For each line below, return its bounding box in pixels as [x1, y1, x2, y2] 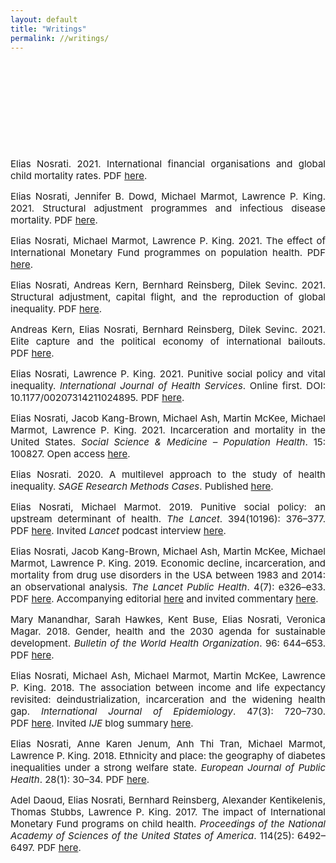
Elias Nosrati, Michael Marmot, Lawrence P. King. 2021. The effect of [10, 234, 326, 248]
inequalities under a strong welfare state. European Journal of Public [10, 761, 326, 775]
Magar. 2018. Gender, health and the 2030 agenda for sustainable [10, 625, 326, 638]
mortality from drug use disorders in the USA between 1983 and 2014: [10, 569, 326, 582]
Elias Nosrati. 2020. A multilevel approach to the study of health [10, 468, 326, 481]
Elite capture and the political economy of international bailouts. [10, 335, 326, 348]
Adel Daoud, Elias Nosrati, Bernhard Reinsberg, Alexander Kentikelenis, [10, 794, 326, 807]
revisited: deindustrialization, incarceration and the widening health [10, 693, 326, 706]
